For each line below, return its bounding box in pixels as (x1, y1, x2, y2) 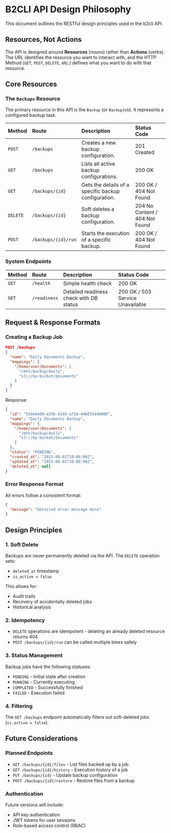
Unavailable (118, 301, 147, 308)
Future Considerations (5, 734, 78, 743)
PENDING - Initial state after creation (12, 673, 85, 679)
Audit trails (12, 593, 36, 599)
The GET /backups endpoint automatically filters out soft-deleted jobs (5, 714, 150, 720)
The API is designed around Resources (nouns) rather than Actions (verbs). (5, 48, 165, 55)
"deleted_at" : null (10, 463, 51, 469)
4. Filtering (5, 702, 33, 709)
